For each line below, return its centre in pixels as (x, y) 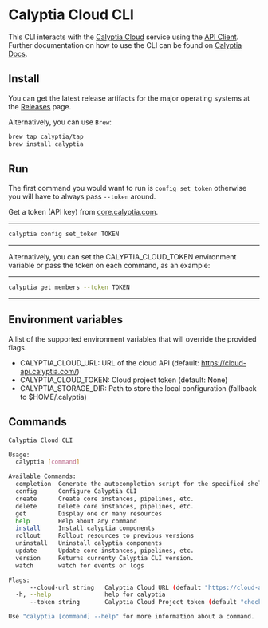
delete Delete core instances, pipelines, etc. (105, 506)
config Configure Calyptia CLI (76, 492)
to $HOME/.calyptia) (53, 397)
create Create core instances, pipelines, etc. (105, 499)
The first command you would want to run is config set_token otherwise (128, 188)
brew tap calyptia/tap (46, 136)
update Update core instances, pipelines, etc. (105, 551)
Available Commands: (43, 476)
